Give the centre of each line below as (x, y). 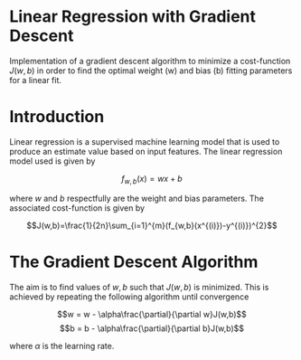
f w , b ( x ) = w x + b (152, 180)
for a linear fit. (35, 80)
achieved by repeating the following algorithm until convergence (129, 297)
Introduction (57, 117)
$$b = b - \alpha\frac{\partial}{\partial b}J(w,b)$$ (152, 328)
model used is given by (52, 161)
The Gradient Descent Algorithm (134, 262)
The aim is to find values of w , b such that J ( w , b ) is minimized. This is (139, 287)
